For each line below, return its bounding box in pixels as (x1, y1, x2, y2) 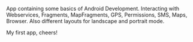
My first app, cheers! (6, 29, 58, 36)
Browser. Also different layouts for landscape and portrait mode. (6, 18, 165, 24)
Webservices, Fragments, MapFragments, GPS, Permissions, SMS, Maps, (6, 11, 188, 18)
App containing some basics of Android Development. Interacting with (6, 5, 180, 12)
